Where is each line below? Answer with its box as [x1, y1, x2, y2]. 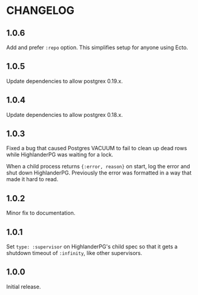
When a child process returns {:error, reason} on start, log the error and [6, 163, 191, 170]
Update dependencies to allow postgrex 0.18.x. [6, 111, 123, 118]
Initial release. [6, 283, 41, 290]
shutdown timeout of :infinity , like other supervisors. [6, 250, 142, 257]
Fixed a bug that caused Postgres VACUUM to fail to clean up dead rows [6, 145, 188, 152]
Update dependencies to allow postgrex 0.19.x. [6, 77, 123, 85]
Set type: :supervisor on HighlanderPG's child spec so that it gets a [6, 243, 178, 250]
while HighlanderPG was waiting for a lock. [6, 151, 114, 158]
